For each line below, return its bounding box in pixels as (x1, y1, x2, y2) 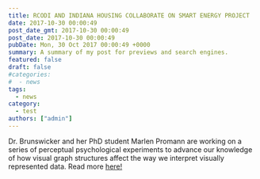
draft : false (8, 63, 52, 71)
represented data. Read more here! (8, 162, 123, 171)
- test (15, 108, 37, 116)
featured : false (8, 56, 62, 64)
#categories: (8, 70, 52, 78)
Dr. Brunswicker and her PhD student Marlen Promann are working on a (8, 136, 242, 146)
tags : (8, 85, 26, 93)
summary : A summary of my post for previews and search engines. (8, 48, 228, 56)
